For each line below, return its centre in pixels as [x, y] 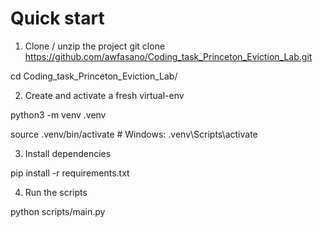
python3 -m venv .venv [58, 114]
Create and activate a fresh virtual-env [104, 95]
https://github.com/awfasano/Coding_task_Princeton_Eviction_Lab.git [168, 56]
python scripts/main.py [58, 211]
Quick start [57, 18]
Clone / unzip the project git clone [95, 46]
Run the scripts [56, 192]
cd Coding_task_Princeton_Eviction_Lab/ [94, 76]
